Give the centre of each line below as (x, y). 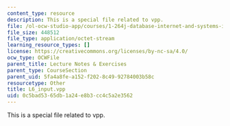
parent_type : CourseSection (47, 70)
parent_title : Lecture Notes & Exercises (67, 64)
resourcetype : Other (37, 83)
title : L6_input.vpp (37, 89)
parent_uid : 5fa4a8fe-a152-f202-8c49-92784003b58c (81, 77)
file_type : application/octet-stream (61, 39)
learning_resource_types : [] (49, 45)
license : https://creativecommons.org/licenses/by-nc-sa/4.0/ (98, 52)
